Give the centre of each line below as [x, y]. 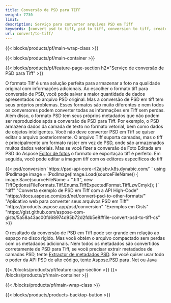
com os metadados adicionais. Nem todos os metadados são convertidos [82, 243]
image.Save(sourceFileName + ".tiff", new [49, 180]
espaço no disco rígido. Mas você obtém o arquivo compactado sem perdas [85, 238]
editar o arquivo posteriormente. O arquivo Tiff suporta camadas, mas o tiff [84, 137]
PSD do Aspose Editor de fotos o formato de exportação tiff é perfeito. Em [83, 154]
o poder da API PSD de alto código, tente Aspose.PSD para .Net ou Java [81, 260]
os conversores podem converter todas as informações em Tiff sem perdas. [85, 110]
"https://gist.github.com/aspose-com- [45, 212]
